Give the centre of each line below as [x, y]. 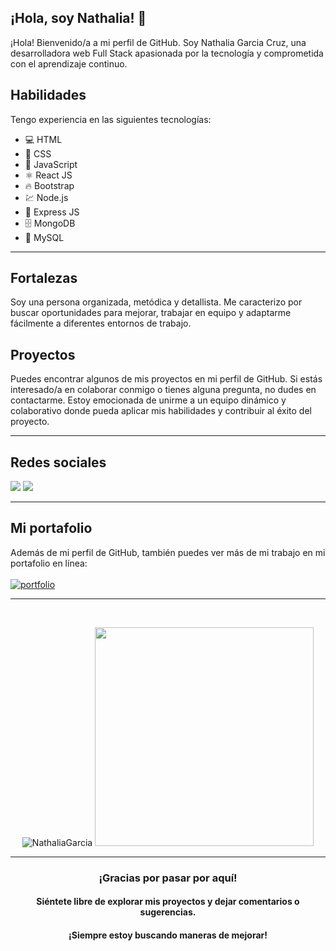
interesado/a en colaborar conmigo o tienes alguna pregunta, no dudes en [163, 390]
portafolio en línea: [49, 563]
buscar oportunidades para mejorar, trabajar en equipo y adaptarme [151, 313]
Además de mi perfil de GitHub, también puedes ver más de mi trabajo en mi [168, 552]
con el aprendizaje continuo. [69, 63]
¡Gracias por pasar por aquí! [168, 878]
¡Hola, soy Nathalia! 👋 [78, 18]
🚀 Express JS [52, 212]
